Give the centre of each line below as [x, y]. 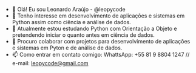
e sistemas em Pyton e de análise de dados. [67, 48]
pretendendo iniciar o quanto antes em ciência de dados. [83, 35]
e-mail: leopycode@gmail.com [50, 63]
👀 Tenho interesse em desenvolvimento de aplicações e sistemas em [98, 16]
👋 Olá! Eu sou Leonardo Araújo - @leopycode [69, 9]
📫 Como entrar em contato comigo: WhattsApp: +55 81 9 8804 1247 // [101, 55]
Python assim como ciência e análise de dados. [72, 22]
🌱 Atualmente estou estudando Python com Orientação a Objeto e [94, 28]
